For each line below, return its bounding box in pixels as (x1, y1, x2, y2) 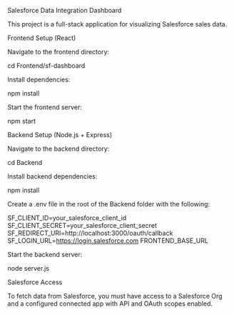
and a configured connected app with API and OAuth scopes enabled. (7, 299, 213, 308)
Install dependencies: (7, 75, 71, 84)
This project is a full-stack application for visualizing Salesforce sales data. (7, 20, 228, 28)
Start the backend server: (7, 250, 83, 259)
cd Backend (7, 159, 43, 166)
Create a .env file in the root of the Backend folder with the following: (7, 200, 210, 208)
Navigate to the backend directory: (7, 144, 110, 153)
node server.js (7, 264, 50, 272)
